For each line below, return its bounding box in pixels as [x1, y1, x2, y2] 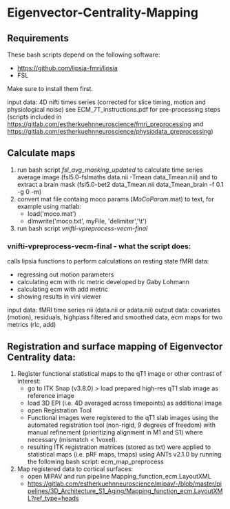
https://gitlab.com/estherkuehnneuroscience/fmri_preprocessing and [7, 120, 204, 128]
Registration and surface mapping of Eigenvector [7, 340, 223, 352]
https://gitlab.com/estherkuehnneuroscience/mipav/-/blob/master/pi [27, 479, 222, 488]
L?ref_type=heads [27, 494, 79, 502]
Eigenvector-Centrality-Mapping [7, 5, 198, 21]
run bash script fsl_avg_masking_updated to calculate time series [17, 166, 203, 174]
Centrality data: [7, 351, 76, 363]
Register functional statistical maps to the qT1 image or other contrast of [17, 369, 222, 377]
